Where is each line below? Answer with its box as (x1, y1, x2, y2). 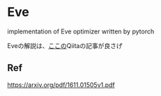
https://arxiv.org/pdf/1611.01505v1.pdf (7, 81, 115, 89)
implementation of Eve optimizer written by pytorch (7, 27, 155, 35)
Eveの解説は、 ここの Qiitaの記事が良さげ (7, 41, 123, 49)
